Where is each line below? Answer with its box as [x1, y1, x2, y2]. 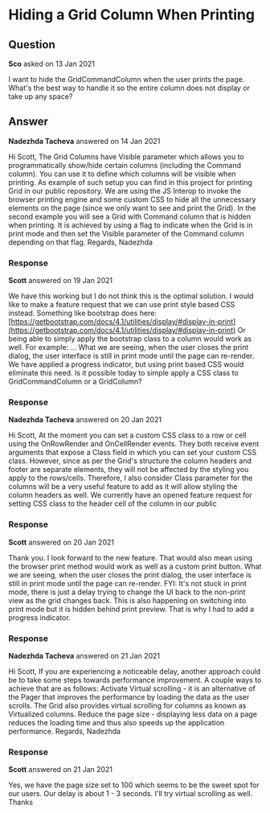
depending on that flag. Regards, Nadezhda [8, 237, 153, 247]
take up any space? [8, 92, 73, 101]
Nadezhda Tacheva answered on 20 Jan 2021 [8, 415, 162, 425]
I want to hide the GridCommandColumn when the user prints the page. [8, 75, 245, 84]
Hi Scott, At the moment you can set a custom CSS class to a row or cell [8, 430, 247, 440]
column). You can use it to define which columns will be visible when [8, 169, 236, 179]
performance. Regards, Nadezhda [8, 726, 121, 736]
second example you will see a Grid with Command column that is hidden [8, 211, 252, 221]
